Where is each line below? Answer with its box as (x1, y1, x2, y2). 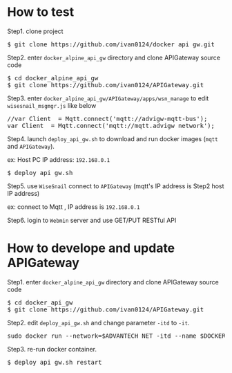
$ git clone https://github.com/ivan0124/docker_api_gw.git (7, 40, 215, 48)
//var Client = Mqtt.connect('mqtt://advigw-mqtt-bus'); (7, 115, 208, 122)
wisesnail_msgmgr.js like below (7, 101, 97, 109)
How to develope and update (7, 240, 175, 256)
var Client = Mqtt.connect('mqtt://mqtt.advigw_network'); (7, 122, 215, 129)
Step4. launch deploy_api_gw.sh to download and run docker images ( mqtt (7, 134, 219, 143)
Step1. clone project (7, 27, 64, 35)
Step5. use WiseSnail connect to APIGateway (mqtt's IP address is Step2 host (7, 181, 224, 190)
